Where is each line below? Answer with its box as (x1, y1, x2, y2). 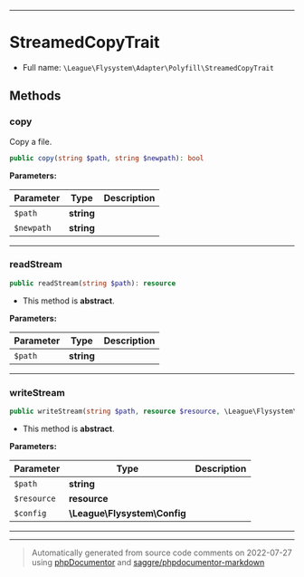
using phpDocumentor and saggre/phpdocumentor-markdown (31, 556, 265, 567)
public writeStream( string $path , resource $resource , (9, 407, 221, 416)
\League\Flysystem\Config (68, 506, 187, 519)
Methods (9, 88, 62, 104)
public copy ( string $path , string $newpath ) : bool (9, 153, 204, 163)
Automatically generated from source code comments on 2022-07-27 (31, 547, 292, 558)
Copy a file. (9, 136, 52, 147)
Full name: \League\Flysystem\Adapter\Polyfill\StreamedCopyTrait (22, 62, 274, 72)
